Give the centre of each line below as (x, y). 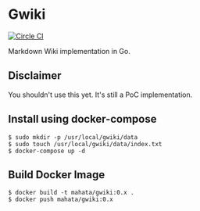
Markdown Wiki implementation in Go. (69, 51)
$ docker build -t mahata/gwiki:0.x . (71, 193)
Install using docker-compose (82, 119)
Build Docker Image (57, 175)
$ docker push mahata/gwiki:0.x (61, 200)
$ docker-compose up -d (47, 151)
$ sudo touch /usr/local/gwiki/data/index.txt (85, 144)
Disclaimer (35, 76)
